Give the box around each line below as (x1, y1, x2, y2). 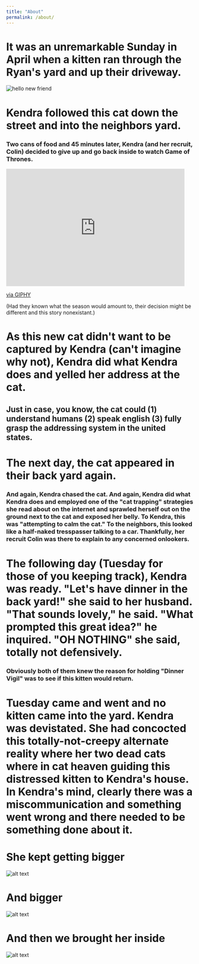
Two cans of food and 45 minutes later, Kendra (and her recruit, (6, 140, 193, 148)
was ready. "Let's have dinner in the (6, 582, 188, 595)
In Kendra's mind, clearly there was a (6, 785, 193, 798)
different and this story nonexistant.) (6, 308, 95, 316)
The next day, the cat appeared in (6, 456, 175, 469)
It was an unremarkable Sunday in (6, 40, 177, 54)
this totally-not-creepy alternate (6, 734, 169, 747)
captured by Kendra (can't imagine (6, 342, 181, 356)
